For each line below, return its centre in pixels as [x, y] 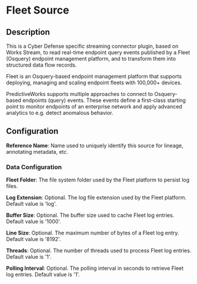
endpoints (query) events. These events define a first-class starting [104, 100]
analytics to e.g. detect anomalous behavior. [60, 113]
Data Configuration [34, 167]
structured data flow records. [41, 65]
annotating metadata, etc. [37, 151]
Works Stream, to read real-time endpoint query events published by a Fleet [98, 52]
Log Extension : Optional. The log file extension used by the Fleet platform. [96, 197]
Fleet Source [38, 10]
